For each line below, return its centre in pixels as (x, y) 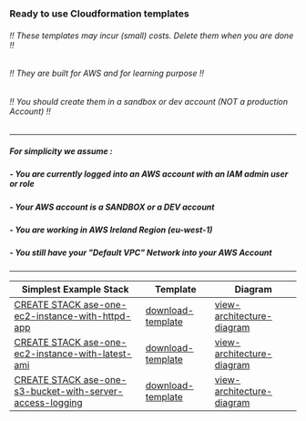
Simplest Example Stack (75, 289)
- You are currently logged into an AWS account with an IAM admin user (149, 174)
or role (22, 184)
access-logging (49, 402)
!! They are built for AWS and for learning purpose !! (107, 73)
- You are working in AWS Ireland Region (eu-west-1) (111, 230)
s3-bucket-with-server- (69, 391)
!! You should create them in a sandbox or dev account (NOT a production (149, 101)
